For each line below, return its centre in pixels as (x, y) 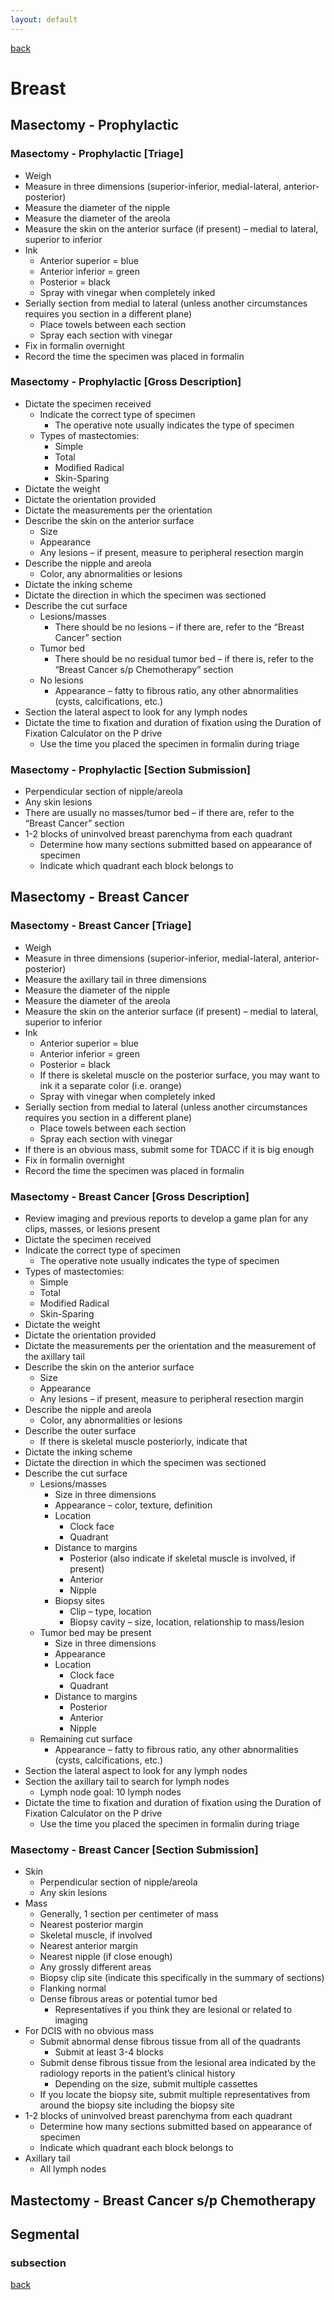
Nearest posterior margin (91, 1925)
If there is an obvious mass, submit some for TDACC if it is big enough (169, 1149)
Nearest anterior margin (88, 1946)
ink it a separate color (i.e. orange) (110, 1085)
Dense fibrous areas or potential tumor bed (128, 1999)
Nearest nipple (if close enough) (106, 1957)
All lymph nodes (73, 2169)
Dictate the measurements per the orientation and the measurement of (170, 1346)
